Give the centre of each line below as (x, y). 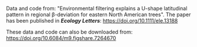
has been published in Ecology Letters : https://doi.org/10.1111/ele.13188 (92, 21)
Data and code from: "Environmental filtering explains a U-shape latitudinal (97, 8)
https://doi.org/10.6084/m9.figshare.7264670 (61, 38)
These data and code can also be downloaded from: (69, 32)
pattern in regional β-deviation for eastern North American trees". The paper (98, 15)
